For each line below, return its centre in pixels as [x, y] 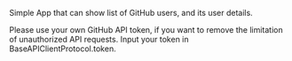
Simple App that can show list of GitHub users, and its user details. [131, 13]
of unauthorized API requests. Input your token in [99, 39]
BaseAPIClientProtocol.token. [63, 49]
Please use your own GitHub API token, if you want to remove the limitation [146, 30]
